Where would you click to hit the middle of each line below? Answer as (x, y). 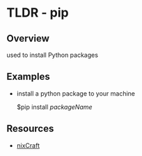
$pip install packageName (54, 107)
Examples (28, 77)
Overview (28, 38)
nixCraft (28, 145)
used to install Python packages (53, 55)
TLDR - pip (38, 13)
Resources (30, 129)
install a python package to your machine (76, 93)
